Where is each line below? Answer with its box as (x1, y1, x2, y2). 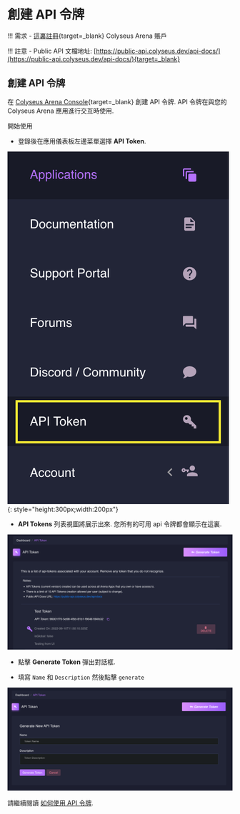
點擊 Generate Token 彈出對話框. (17, 658, 116, 666)
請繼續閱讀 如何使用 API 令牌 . (7, 799, 94, 808)
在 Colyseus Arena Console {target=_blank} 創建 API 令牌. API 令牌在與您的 (7, 97, 227, 106)
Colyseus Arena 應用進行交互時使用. (7, 106, 114, 115)
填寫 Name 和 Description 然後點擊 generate (17, 673, 145, 681)
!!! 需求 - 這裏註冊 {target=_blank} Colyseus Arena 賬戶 (7, 31, 168, 40)
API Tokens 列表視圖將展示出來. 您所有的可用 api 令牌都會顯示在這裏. (17, 519, 222, 528)
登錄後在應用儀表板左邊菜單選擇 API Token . (17, 136, 146, 145)
